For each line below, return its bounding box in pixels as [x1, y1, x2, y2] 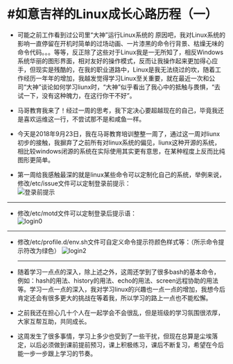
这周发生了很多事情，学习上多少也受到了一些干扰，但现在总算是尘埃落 [17, 331, 218, 340]
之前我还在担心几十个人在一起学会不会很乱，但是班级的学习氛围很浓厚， [17, 308, 224, 317]
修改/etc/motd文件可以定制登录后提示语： [17, 209, 137, 217]
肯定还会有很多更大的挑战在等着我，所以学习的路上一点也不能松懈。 [17, 293, 212, 302]
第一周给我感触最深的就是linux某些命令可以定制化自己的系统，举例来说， [17, 170, 225, 179]
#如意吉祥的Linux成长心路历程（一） [7, 6, 218, 22]
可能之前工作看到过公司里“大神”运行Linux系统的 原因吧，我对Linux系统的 [17, 31, 226, 39]
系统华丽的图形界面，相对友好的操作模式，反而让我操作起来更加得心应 [17, 56, 218, 65]
